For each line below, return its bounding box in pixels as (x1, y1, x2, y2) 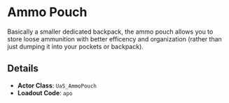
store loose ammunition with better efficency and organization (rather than (7, 34, 222, 43)
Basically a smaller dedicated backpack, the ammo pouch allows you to (7, 27, 214, 36)
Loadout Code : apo (17, 88, 73, 97)
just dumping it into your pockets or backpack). (7, 42, 144, 50)
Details (7, 62, 39, 74)
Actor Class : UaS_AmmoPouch (17, 81, 97, 90)
